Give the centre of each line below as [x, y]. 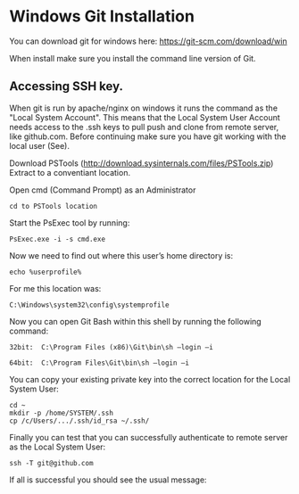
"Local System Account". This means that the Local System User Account [145, 117]
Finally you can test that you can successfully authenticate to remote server [149, 437]
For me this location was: [55, 288]
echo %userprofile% [46, 272]
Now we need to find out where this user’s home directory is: [121, 255]
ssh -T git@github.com [51, 463]
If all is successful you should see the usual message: [108, 480]
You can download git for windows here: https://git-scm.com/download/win [148, 41]
